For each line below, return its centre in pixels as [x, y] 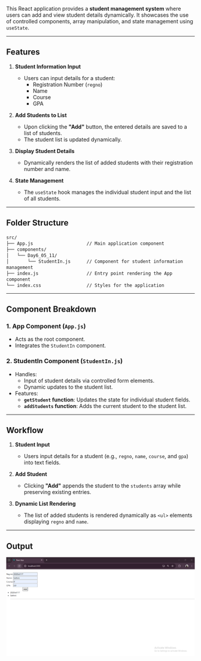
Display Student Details [45, 151]
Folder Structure [37, 223]
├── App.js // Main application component [85, 243]
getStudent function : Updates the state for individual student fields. [107, 400]
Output [19, 546]
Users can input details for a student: [69, 78]
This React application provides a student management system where [94, 9]
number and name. [47, 169]
